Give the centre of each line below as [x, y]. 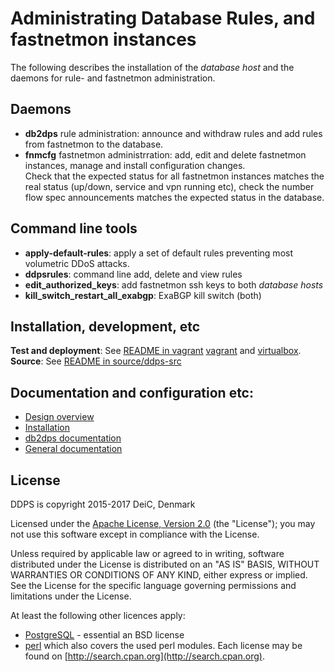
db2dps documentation [73, 438]
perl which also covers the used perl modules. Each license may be [163, 645]
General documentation [73, 449]
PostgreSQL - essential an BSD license [104, 635]
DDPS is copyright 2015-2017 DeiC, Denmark [103, 504]
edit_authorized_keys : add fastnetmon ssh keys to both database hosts [174, 284]
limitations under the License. [71, 596]
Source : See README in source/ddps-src [96, 361]
